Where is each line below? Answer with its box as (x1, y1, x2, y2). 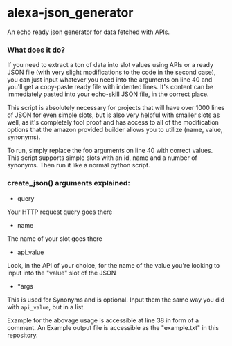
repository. (7, 331, 38, 339)
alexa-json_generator (7, 5, 134, 21)
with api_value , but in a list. (7, 302, 85, 311)
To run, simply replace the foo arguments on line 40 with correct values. (7, 147, 213, 155)
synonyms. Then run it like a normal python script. (7, 161, 150, 170)
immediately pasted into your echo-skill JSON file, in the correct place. (7, 90, 209, 98)
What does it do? (7, 45, 66, 55)
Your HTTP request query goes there (7, 208, 113, 216)
